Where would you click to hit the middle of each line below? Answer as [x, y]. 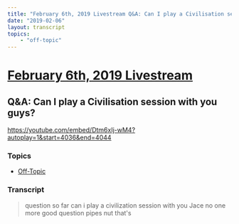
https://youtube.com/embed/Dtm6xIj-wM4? [71, 130]
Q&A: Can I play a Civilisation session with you [112, 101]
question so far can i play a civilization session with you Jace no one [125, 205]
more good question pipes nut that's [78, 213]
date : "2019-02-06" [36, 21]
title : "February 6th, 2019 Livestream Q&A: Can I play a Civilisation [116, 14]
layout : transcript [36, 27]
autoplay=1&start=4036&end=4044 [59, 138]
